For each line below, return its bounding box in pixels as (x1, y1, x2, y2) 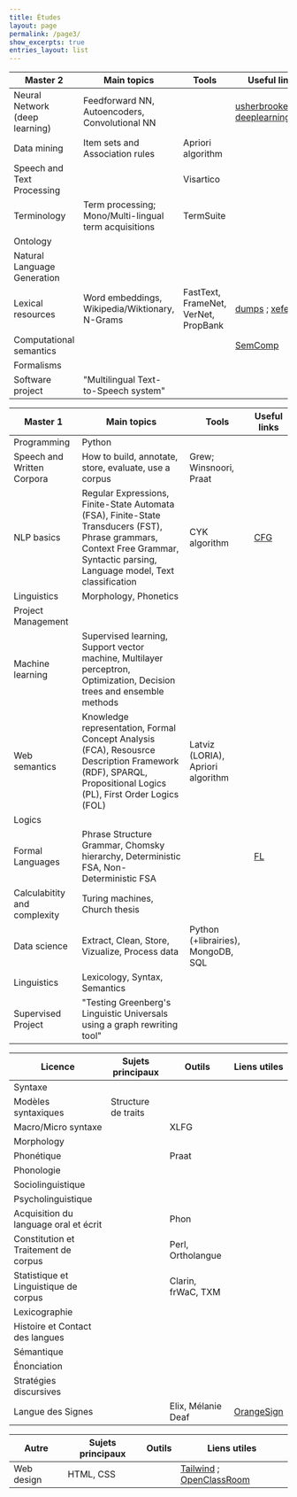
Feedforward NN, (82, 95, 155, 107)
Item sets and (82, 136, 140, 149)
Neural (13, 89, 42, 102)
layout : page (9, 21, 57, 30)
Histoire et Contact (13, 1321, 92, 1333)
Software (13, 374, 51, 386)
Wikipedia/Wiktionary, (82, 303, 175, 315)
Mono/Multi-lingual (82, 210, 164, 222)
